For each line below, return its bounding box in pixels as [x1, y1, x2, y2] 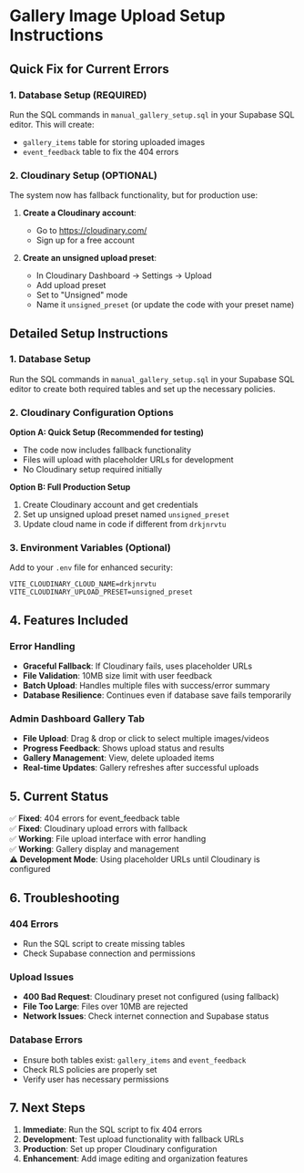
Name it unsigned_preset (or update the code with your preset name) [35, 299, 295, 310]
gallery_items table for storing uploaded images [22, 136, 206, 147]
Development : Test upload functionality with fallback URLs [22, 1134, 244, 1145]
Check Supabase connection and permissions [22, 948, 196, 959]
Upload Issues [9, 971, 75, 983]
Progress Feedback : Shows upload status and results [22, 742, 225, 753]
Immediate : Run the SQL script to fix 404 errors [22, 1124, 203, 1136]
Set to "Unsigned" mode [35, 289, 128, 301]
